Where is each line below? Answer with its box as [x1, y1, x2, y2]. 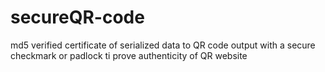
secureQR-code [10, 6, 145, 29]
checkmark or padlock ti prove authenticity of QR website [10, 49, 248, 61]
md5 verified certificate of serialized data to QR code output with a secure [10, 39, 316, 51]
